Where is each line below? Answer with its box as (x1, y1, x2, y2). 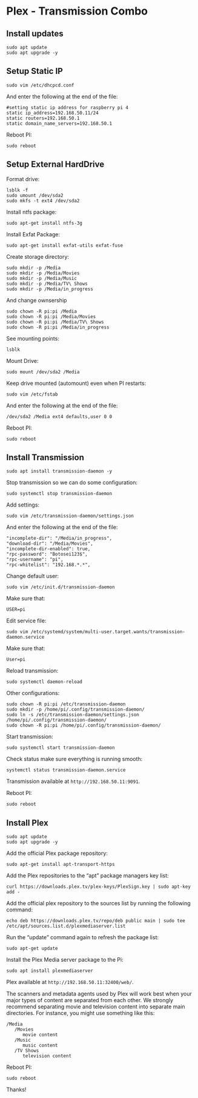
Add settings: (6, 501, 40, 508)
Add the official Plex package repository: (6, 850, 108, 857)
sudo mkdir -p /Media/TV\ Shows (6, 281, 88, 287)
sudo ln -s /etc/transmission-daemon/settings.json (6, 712, 139, 718)
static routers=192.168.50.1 (6, 115, 80, 121)
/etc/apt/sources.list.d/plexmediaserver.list (6, 923, 126, 930)
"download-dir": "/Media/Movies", (6, 541, 94, 547)
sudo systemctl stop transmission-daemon (6, 491, 113, 497)
